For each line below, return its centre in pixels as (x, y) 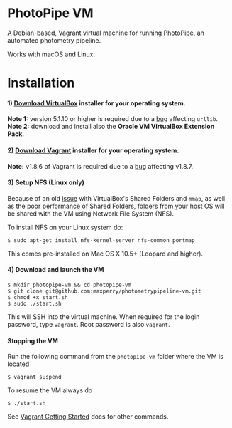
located (18, 364)
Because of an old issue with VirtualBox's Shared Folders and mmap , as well (116, 198)
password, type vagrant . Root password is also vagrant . (89, 324)
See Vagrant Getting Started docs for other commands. (88, 417)
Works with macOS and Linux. (51, 54)
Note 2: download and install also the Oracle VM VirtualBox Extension (111, 127)
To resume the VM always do (50, 390)
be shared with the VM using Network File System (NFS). (91, 213)
